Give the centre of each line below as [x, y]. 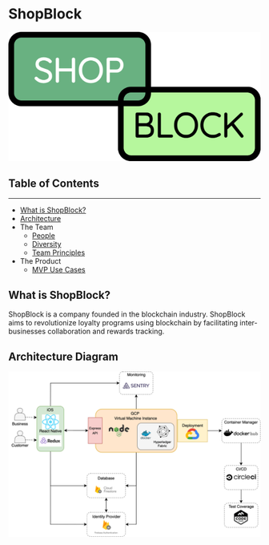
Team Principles [58, 252]
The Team [36, 227]
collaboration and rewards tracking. [106, 331]
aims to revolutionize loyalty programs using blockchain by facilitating [123, 323]
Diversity [46, 244]
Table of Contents [54, 184]
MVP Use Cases [58, 270]
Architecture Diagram [63, 356]
